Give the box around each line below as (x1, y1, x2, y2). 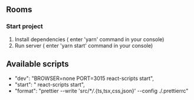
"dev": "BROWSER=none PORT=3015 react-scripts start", (14, 75, 154, 82)
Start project (6, 22, 43, 31)
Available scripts (6, 59, 69, 69)
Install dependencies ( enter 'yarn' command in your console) (14, 35, 165, 43)
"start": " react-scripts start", (14, 81, 86, 88)
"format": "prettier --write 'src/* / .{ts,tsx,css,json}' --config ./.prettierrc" (14, 87, 189, 94)
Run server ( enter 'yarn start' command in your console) (14, 42, 153, 49)
